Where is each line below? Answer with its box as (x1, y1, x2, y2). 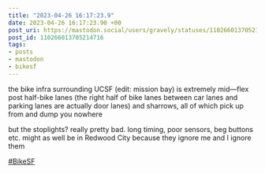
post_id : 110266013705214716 (8, 33, 104, 42)
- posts (8, 48, 34, 56)
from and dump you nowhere (8, 109, 103, 119)
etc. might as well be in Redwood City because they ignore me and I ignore (8, 133, 252, 142)
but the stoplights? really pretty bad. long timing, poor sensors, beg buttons (8, 124, 254, 134)
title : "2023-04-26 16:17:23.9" (8, 11, 114, 20)
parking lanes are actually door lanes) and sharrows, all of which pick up (8, 101, 244, 110)
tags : (8, 41, 26, 49)
